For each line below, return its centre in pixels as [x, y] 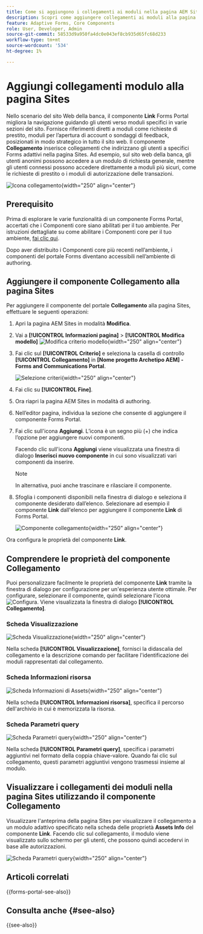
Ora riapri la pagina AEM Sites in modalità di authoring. [83, 401]
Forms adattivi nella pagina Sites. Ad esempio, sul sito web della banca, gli [99, 154]
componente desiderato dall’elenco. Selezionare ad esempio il [92, 504]
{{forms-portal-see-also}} [39, 892]
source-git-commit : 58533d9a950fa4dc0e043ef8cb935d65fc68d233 [86, 34]
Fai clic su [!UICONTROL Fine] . [54, 389]
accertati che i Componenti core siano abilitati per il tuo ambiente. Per [93, 225]
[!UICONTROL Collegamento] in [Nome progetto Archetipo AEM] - [99, 360]
